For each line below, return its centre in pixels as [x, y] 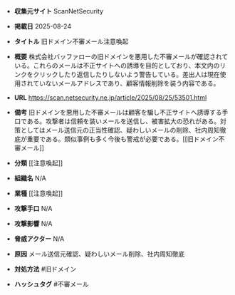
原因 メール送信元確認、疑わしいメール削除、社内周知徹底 [99, 254]
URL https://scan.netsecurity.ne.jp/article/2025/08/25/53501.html [110, 98]
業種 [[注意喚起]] [38, 193]
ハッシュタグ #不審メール [51, 284]
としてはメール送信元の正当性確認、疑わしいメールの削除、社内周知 [120, 130]
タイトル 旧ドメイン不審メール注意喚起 [71, 41]
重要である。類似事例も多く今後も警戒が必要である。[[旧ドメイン [122, 139]
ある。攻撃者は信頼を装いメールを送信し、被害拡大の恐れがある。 [124, 121]
